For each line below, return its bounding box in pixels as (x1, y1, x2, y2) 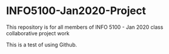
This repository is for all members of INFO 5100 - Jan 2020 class (6, 23, 164, 31)
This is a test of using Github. (6, 41, 78, 48)
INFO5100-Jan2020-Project (6, 4, 146, 18)
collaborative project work (6, 29, 69, 36)
